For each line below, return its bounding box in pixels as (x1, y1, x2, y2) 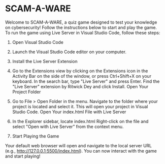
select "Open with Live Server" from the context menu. (12, 124, 124, 130)
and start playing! (5, 153, 41, 159)
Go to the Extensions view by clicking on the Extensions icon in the (12, 67, 148, 74)
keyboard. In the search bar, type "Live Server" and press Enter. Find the (12, 78, 160, 84)
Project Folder (12, 89, 41, 95)
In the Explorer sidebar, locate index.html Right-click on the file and (12, 118, 149, 124)
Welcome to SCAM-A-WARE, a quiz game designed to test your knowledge (5, 19, 158, 25)
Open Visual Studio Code (12, 39, 64, 45)
